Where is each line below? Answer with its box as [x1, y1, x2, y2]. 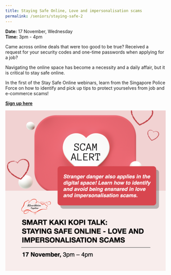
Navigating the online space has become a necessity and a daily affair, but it [5, 64, 165, 70]
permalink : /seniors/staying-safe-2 [5, 13, 83, 19]
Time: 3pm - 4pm [5, 34, 43, 40]
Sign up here [5, 100, 33, 106]
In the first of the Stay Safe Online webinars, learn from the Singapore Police [5, 79, 165, 86]
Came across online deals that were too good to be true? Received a [5, 43, 149, 49]
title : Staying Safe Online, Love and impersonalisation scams [5, 8, 142, 13]
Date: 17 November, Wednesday [5, 28, 73, 34]
